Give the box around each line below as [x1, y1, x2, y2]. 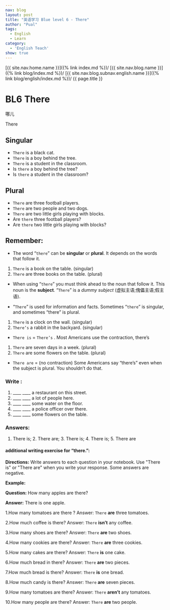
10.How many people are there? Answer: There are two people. [5, 599, 137, 605]
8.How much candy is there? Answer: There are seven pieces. [5, 579, 135, 585]
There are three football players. [12, 200, 80, 206]
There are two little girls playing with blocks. [12, 211, 105, 217]
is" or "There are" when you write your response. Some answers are [5, 464, 149, 471]
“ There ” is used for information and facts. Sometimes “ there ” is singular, [12, 303, 164, 310]
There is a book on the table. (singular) [12, 265, 93, 272]
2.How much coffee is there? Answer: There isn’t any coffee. [5, 519, 133, 525]
